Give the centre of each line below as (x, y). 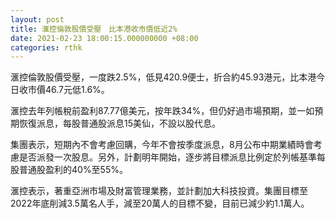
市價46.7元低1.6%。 (68, 90)
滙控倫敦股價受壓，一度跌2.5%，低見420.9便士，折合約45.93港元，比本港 (163, 77)
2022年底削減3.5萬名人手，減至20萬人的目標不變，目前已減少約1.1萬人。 (160, 203)
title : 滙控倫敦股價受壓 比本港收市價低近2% (94, 29)
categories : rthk (46, 47)
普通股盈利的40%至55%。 (73, 170)
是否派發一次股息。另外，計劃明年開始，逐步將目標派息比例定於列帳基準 (167, 157)
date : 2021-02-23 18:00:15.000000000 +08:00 (104, 38)
